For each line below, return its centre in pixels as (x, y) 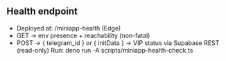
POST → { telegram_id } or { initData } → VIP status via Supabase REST (118, 43)
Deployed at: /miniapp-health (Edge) (69, 28)
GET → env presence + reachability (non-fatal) (83, 35)
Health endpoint (42, 11)
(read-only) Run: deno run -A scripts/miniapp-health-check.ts (105, 50)
